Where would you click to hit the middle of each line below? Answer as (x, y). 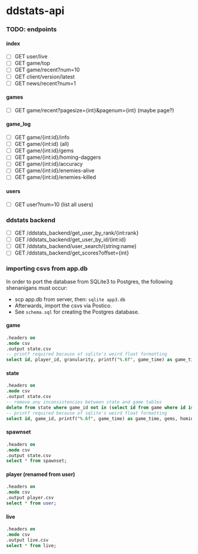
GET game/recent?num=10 (47, 70)
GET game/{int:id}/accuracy (49, 164)
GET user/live (31, 57)
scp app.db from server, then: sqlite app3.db (70, 299)
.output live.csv (27, 540)
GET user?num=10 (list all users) (54, 204)
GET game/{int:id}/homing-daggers (58, 157)
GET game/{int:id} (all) (42, 144)
